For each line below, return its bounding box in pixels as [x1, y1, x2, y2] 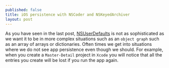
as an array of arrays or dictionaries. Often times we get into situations [5, 41, 152, 47]
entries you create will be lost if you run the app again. [5, 57, 119, 63]
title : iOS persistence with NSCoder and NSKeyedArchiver [5, 12, 130, 17]
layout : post [5, 17, 33, 22]
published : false [5, 7, 42, 13]
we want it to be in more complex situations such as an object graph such [5, 36, 159, 42]
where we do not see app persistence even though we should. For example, [5, 46, 163, 53]
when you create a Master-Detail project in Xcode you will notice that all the [5, 52, 162, 58]
